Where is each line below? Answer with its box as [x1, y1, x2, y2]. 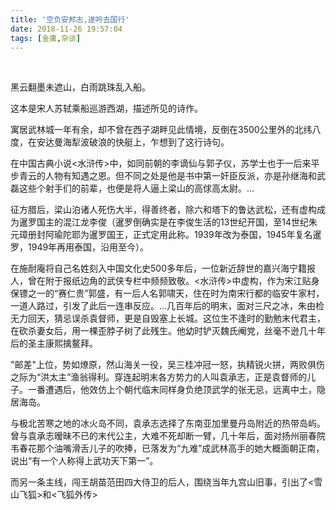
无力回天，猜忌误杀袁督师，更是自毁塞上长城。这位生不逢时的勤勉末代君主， [10, 312, 326, 325]
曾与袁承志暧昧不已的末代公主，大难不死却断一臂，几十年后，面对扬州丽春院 [10, 430, 326, 442]
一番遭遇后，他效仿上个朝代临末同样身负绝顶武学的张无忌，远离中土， [27, 384, 317, 396]
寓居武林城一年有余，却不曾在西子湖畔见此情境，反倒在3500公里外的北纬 [10, 124, 313, 136]
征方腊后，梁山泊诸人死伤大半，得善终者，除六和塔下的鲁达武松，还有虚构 [10, 204, 317, 216]
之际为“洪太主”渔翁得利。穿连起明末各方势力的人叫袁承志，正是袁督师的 [10, 371, 308, 383]
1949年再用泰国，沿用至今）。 [27, 241, 150, 253]
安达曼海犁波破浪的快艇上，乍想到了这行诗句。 [36, 136, 230, 148]
